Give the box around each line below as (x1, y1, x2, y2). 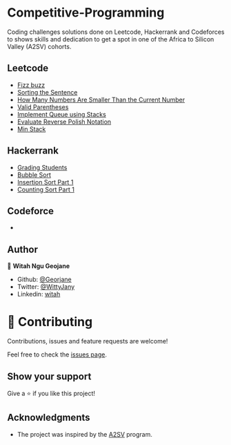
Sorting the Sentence (17, 88, 78, 96)
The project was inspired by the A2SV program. (17, 430, 153, 438)
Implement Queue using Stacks (17, 110, 107, 118)
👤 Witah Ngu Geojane (7, 262, 70, 270)
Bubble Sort (17, 171, 52, 179)
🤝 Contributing (7, 314, 93, 330)
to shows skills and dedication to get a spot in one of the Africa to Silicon (7, 35, 214, 43)
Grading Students (17, 163, 68, 171)
